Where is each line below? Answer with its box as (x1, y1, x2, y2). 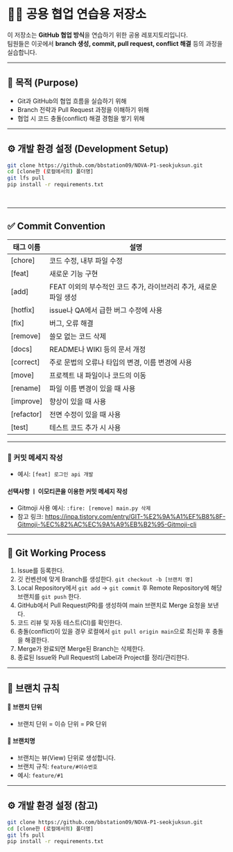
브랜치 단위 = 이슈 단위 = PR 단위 (17, 719, 107, 728)
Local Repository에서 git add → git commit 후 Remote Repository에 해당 (17, 584, 223, 592)
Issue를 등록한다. (17, 566, 64, 574)
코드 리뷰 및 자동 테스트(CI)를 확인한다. (17, 618, 123, 627)
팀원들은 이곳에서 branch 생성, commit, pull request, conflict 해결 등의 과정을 (7, 39, 223, 47)
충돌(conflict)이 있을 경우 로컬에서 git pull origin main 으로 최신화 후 (17, 627, 211, 636)
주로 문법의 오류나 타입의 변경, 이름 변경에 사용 (49, 357, 193, 367)
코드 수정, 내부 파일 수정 (49, 255, 123, 265)
